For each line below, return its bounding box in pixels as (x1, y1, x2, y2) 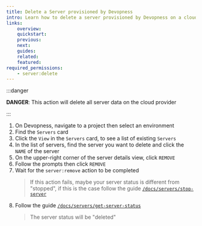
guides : (17, 48, 36, 54)
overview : (17, 25, 42, 32)
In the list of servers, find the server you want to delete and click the (14, 141, 185, 148)
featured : (17, 59, 42, 65)
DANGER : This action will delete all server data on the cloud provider (6, 99, 177, 106)
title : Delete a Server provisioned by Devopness (6, 8, 133, 15)
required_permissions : (6, 64, 63, 71)
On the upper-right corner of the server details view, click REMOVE (14, 154, 176, 162)
